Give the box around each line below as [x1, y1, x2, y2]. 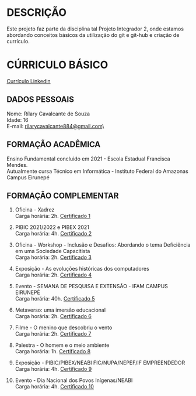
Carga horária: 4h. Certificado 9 [15, 366, 92, 373]
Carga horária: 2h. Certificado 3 [15, 254, 92, 261]
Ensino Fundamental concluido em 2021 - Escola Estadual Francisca [6, 155, 171, 162]
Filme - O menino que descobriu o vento [15, 324, 113, 331]
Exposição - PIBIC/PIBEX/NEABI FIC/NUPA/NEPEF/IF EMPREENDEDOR [15, 359, 185, 366]
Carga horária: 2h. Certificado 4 [15, 271, 92, 278]
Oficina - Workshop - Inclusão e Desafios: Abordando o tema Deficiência [15, 241, 191, 248]
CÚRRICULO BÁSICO [6, 59, 108, 71]
